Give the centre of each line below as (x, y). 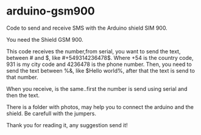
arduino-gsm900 (51, 11)
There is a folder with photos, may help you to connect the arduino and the (100, 107)
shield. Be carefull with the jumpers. (51, 113)
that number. (22, 77)
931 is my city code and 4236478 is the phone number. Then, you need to (99, 64)
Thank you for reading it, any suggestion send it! (67, 125)
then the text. (23, 95)
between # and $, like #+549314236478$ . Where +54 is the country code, (100, 58)
